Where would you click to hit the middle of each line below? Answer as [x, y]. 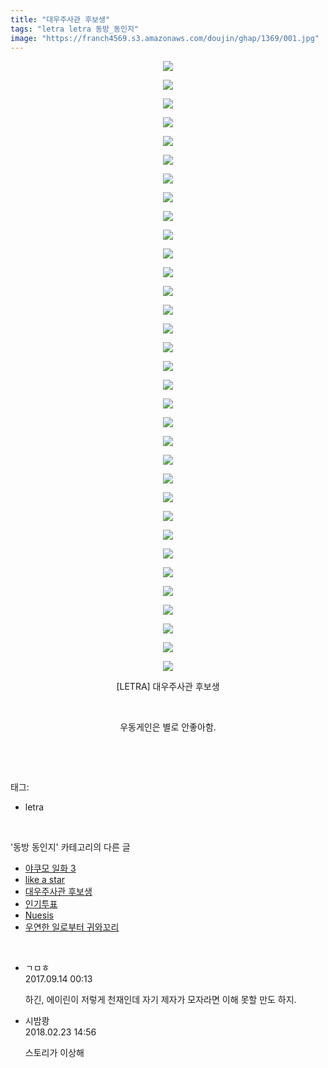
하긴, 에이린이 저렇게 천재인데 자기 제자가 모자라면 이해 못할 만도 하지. [160, 1000]
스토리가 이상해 [54, 1053]
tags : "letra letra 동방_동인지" [75, 29]
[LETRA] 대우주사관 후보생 [168, 687]
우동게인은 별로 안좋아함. [168, 727]
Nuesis [39, 915]
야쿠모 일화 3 [50, 868]
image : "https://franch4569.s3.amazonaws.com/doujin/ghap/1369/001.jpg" [165, 38]
